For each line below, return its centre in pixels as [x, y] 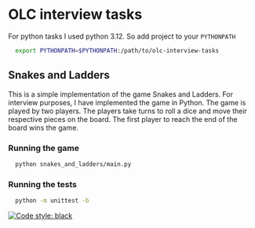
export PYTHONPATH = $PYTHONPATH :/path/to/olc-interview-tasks [117, 50]
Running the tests [42, 184]
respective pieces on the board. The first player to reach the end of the [123, 119]
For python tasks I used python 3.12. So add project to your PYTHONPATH [122, 36]
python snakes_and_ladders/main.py [73, 164]
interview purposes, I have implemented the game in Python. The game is [127, 102]
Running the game [44, 148]
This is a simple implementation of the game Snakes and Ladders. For [121, 94]
